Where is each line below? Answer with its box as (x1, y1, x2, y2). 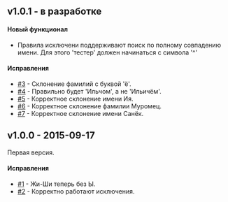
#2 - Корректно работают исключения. (17, 187, 135, 195)
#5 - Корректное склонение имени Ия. (17, 94, 134, 103)
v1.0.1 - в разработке (7, 6, 102, 17)
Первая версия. (7, 148, 55, 157)
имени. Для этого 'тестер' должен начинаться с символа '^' (17, 48, 198, 57)
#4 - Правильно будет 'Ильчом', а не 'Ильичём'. (17, 87, 162, 95)
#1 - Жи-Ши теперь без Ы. (17, 180, 96, 188)
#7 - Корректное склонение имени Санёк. (17, 109, 144, 117)
